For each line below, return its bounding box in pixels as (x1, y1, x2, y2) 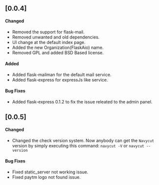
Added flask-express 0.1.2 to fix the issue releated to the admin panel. (12, 99, 153, 104)
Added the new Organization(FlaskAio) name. (12, 44, 104, 50)
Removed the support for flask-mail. (12, 29, 85, 35)
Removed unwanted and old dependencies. (12, 34, 100, 40)
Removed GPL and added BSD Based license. (12, 49, 104, 56)
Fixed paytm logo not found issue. (12, 174, 81, 180)
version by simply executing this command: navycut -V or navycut (12, 143, 145, 148)
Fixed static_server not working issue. (12, 169, 89, 175)
